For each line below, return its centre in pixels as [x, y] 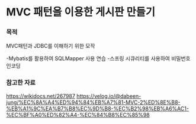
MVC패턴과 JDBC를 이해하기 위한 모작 [51, 46]
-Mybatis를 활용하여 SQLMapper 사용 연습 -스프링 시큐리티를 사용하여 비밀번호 [98, 58]
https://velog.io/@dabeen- [109, 96]
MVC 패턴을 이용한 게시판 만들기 [81, 12]
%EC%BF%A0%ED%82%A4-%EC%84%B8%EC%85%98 [78, 115]
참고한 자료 [21, 83]
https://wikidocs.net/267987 [41, 96]
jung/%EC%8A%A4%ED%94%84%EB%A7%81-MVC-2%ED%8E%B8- [93, 102]
